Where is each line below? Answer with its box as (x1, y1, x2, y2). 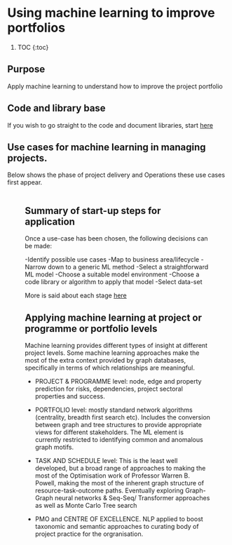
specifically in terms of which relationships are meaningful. (25, 363, 195, 372)
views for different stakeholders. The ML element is (34, 428, 184, 436)
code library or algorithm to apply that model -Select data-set (25, 278, 203, 286)
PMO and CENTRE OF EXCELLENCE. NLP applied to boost (34, 515, 203, 523)
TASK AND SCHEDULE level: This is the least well (34, 457, 178, 464)
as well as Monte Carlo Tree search (34, 502, 137, 509)
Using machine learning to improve (7, 5, 215, 21)
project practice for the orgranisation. (34, 530, 144, 538)
